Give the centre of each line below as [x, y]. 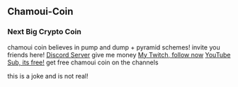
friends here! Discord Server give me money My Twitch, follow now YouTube [119, 54]
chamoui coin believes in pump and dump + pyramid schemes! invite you [114, 47]
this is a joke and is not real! [48, 76]
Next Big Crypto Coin [44, 32]
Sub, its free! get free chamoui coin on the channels [83, 62]
